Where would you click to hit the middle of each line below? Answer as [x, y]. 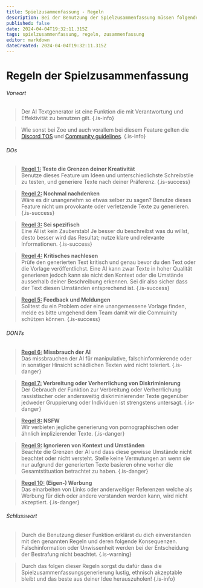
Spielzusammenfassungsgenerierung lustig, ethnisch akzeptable [101, 572]
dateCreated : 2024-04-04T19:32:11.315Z [56, 46]
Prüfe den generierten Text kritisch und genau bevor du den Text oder [108, 262]
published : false [28, 23]
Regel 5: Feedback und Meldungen [66, 300]
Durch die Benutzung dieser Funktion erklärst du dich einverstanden [106, 535]
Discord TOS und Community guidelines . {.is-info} [83, 137]
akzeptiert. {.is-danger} [50, 502]
